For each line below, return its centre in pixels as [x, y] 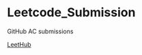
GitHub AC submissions [40, 31]
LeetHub [19, 44]
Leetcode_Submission [71, 13]
